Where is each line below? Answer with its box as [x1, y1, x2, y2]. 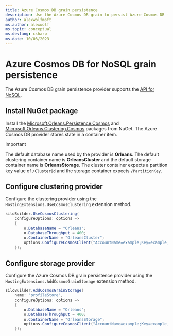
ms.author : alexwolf [5, 22, 50, 27]
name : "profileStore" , [14, 293, 63, 298]
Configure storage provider [5, 259, 95, 268]
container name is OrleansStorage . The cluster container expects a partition [5, 162, 168, 168]
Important [5, 141, 26, 147]
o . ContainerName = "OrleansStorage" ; [24, 316, 105, 322]
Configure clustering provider [5, 182, 103, 191]
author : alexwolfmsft [5, 17, 52, 22]
